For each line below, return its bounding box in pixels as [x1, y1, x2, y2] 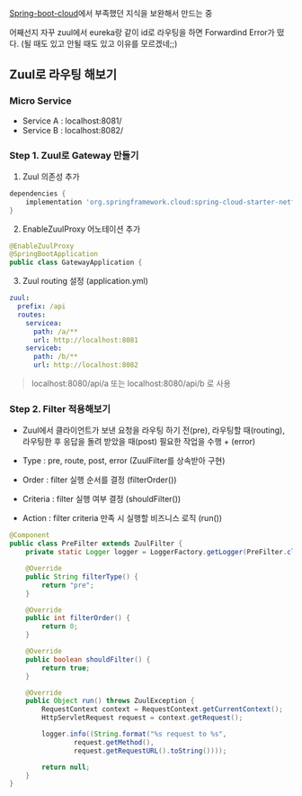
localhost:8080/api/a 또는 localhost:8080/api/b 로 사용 [31, 378, 231, 389]
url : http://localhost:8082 [32, 361, 139, 370]
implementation [25, 197, 83, 206]
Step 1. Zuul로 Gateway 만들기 [9, 149, 139, 161]
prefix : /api [17, 302, 67, 311]
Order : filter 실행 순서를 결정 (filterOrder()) [22, 474, 177, 485]
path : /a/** [32, 327, 78, 336]
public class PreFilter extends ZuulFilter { [9, 539, 182, 548]
